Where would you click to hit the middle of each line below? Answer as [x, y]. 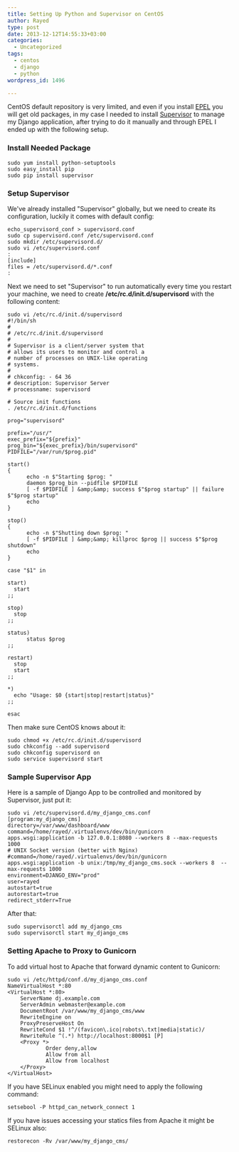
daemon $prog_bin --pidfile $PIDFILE [82, 483]
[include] [22, 260]
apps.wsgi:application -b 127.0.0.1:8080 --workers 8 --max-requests [113, 838]
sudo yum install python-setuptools [62, 163]
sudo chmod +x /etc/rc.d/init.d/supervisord [74, 740]
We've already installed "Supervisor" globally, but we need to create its [112, 208]
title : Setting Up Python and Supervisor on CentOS [85, 14]
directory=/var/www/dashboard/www [59, 826]
